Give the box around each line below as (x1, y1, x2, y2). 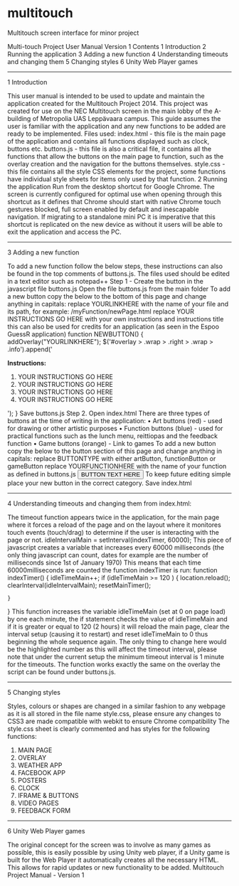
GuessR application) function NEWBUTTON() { (7, 329, 144, 338)
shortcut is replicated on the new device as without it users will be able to (7, 220, 223, 228)
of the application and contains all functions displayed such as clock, (7, 137, 210, 145)
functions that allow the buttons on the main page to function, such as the (7, 151, 224, 161)
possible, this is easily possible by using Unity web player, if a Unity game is (7, 848, 230, 856)
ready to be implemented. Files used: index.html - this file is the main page (7, 129, 226, 138)
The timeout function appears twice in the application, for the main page (7, 513, 220, 521)
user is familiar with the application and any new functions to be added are (7, 122, 226, 130)
